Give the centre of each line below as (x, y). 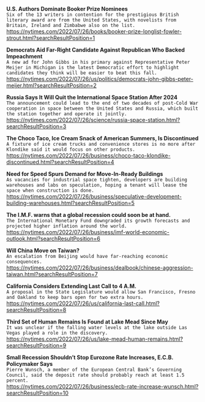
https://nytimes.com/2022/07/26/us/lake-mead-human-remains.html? (95, 339)
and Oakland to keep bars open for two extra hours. (75, 297)
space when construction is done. (50, 191)
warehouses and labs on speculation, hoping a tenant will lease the (97, 185)
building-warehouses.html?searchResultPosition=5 (70, 203)
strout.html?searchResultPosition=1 (51, 38)
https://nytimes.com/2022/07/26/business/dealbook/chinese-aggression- (100, 268)
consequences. (24, 262)
